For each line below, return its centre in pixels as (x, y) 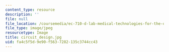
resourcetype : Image (27, 33)
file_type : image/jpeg (29, 28)
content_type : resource (30, 10)
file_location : (21, 24)
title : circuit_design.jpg (33, 38)
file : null (17, 19)
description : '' (22, 14)
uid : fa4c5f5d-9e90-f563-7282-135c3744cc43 (52, 42)
